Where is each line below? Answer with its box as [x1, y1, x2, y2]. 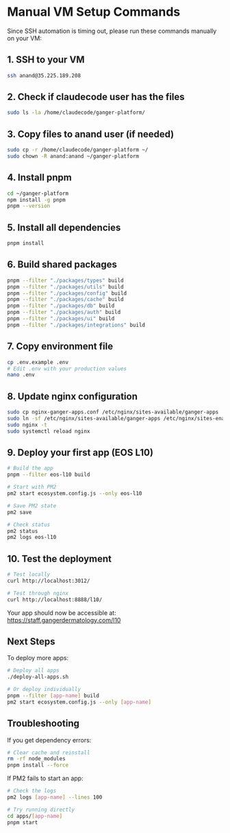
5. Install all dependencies [7, 221, 121, 233]
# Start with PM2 [7, 484, 57, 491]
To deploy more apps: [7, 654, 69, 662]
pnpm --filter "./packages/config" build [7, 289, 127, 297]
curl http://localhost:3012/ [7, 577, 90, 584]
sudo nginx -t [7, 421, 48, 428]
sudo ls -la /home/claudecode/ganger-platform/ [7, 109, 146, 117]
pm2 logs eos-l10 [7, 534, 57, 541]
